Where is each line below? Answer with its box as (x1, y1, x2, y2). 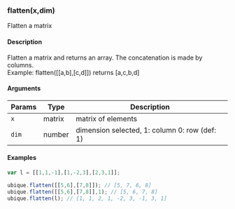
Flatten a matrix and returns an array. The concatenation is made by (7, 53, 203, 62)
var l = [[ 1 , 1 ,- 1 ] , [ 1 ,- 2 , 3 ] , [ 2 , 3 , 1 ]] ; (7, 169, 121, 176)
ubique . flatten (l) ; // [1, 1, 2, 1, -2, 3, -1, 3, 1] (7, 195, 168, 202)
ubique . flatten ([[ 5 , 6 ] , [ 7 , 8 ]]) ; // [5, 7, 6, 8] (7, 182, 152, 189)
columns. (7, 60, 34, 69)
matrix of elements (76, 114, 138, 123)
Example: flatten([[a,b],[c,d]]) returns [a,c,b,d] (7, 68, 140, 76)
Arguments (7, 84, 41, 93)
